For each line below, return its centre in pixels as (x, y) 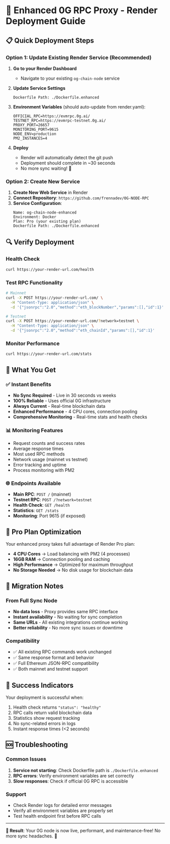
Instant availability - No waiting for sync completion (68, 617)
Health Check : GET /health (41, 505)
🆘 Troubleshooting (37, 745)
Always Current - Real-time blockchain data (59, 406)
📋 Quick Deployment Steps (50, 40)
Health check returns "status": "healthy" (57, 708)
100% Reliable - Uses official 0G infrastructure (62, 401)
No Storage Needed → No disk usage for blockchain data (73, 570)
